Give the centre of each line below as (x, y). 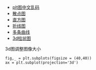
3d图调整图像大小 (23, 49)
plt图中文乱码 (26, 7)
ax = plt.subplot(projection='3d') (42, 63)
